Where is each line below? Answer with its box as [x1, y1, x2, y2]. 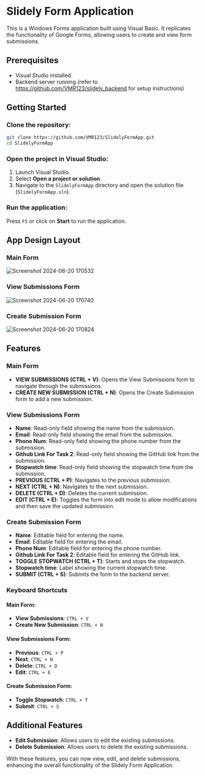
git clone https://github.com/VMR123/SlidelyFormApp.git [6, 135, 155, 141]
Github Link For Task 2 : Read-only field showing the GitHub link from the [15, 451, 199, 458]
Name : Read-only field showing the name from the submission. [15, 424, 175, 432]
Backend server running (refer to [15, 78, 98, 85]
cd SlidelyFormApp [6, 140, 53, 146]
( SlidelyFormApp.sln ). [15, 188, 70, 195]
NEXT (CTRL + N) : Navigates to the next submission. [15, 483, 149, 490]
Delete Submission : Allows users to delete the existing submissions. [15, 743, 188, 751]
